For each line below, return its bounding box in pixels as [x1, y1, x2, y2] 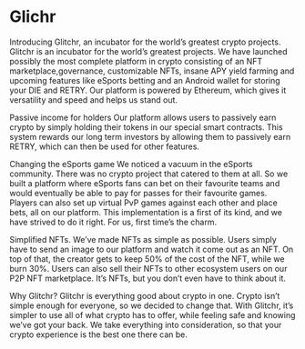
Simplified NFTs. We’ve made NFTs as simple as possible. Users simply [9, 234, 278, 244]
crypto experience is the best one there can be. [9, 329, 188, 340]
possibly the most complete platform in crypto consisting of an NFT [9, 55, 263, 66]
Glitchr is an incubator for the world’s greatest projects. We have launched [9, 45, 289, 56]
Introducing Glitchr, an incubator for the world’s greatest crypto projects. [9, 36, 281, 47]
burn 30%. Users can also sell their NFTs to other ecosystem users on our [9, 263, 288, 274]
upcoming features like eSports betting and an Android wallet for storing [9, 75, 280, 85]
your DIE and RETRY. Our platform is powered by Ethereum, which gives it [9, 85, 287, 95]
